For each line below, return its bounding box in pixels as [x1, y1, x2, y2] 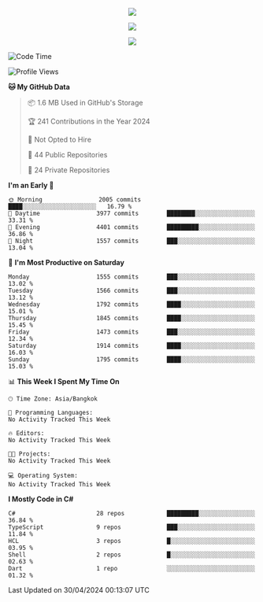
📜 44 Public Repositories [27, 150, 108, 159]
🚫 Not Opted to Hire [27, 135, 92, 144]
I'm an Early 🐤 [8, 181, 54, 190]
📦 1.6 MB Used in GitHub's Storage [27, 98, 143, 107]
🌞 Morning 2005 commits [8, 196, 142, 204]
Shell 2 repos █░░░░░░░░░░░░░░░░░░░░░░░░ [8, 551, 256, 559]
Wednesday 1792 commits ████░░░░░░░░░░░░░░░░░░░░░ [8, 301, 256, 308]
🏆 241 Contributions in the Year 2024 [27, 116, 151, 126]
